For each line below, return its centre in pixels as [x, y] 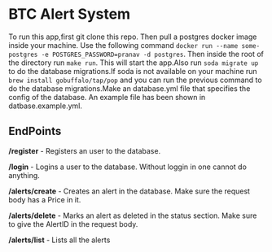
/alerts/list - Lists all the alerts [59, 240]
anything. [24, 175]
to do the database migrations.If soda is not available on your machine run [133, 71]
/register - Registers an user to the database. [85, 150]
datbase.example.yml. [46, 106]
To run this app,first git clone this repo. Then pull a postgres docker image [133, 37]
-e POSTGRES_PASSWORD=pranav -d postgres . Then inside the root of [153, 54]
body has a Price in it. [45, 199]
